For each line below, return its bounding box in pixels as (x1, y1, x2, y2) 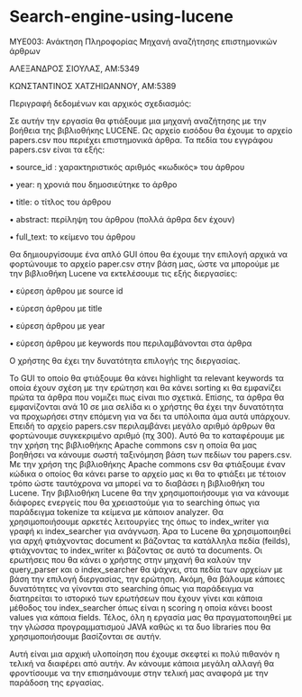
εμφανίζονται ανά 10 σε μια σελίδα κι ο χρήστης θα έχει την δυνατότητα (9, 401, 284, 412)
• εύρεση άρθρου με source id (9, 285, 124, 296)
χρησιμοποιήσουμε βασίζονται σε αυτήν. (9, 630, 162, 641)
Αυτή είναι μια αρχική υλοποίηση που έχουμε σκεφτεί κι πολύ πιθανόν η (9, 648, 280, 659)
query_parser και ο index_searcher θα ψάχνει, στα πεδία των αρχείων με (9, 564, 284, 575)
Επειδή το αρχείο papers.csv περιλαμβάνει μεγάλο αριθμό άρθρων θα (9, 421, 276, 431)
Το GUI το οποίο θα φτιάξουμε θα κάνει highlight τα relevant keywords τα (9, 372, 284, 384)
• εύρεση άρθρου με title (9, 303, 103, 313)
